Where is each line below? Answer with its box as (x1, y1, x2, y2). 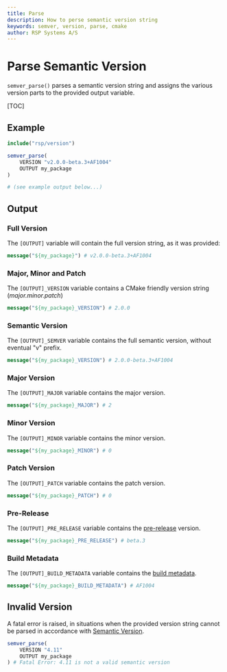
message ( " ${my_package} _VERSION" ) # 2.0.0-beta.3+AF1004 (7, 357, 174, 364)
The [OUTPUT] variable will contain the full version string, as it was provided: (7, 239, 221, 247)
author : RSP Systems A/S (7, 29, 78, 36)
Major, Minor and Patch (7, 268, 86, 278)
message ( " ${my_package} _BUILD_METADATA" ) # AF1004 (7, 582, 155, 590)
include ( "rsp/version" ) (7, 140, 75, 147)
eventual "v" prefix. (7, 344, 62, 352)
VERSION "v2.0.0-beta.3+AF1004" (19, 158, 112, 165)
